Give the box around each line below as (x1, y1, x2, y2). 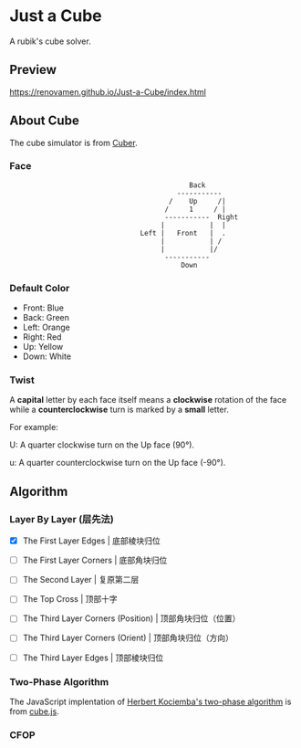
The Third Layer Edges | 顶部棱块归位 (22, 652, 164, 663)
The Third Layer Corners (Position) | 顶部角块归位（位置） (22, 613, 241, 624)
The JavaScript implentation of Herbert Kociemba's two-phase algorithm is (9, 696, 292, 707)
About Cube (9, 113, 79, 129)
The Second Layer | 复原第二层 (22, 574, 140, 585)
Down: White (22, 351, 71, 362)
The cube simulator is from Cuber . (9, 137, 139, 148)
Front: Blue (22, 302, 64, 313)
